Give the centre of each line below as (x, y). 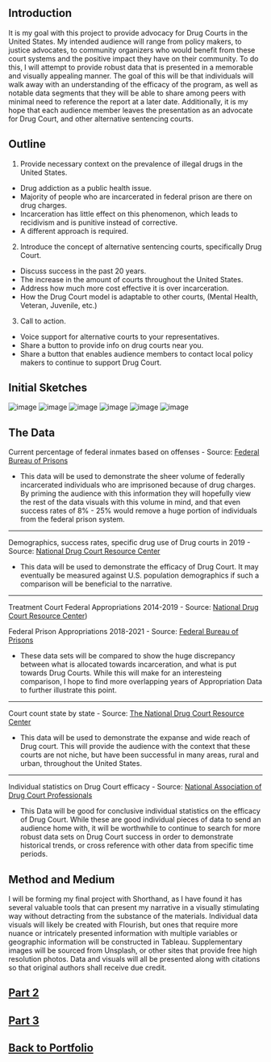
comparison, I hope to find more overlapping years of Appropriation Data (141, 682)
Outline (27, 144)
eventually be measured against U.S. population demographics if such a (140, 575)
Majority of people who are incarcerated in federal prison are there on (136, 197)
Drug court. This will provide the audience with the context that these (135, 747)
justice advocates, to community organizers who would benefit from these (132, 50)
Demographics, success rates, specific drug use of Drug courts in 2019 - (129, 543)
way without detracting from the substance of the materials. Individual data (133, 916)
